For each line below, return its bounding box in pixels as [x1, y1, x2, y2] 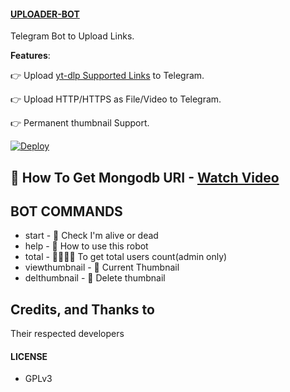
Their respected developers [10, 328, 125, 340]
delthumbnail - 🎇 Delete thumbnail [24, 272, 166, 284]
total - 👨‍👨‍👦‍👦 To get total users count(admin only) [24, 251, 228, 263]
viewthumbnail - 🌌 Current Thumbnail [24, 261, 180, 274]
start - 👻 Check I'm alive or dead [24, 230, 159, 242]
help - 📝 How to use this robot [24, 240, 149, 252]
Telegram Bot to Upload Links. [10, 30, 135, 42]
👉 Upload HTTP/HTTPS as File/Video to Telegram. [10, 93, 222, 105]
